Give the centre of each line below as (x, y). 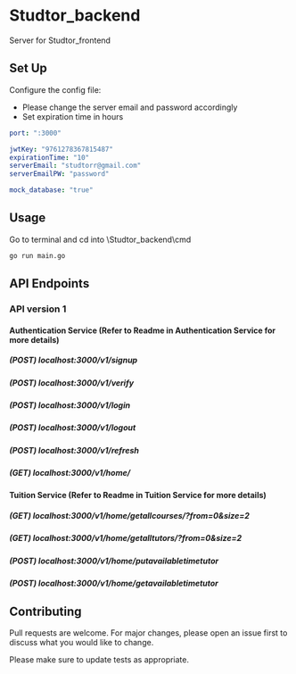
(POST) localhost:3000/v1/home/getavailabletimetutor (114, 583)
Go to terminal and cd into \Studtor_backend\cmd (100, 239)
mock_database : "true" (51, 190)
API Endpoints (49, 283)
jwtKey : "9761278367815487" (62, 149)
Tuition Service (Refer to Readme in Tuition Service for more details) (138, 495)
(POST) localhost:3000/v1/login (70, 405)
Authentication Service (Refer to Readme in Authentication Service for (143, 330)
